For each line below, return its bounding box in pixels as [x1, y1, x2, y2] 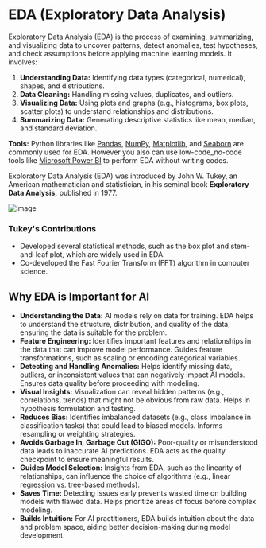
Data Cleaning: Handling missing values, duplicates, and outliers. [19, 89, 234, 99]
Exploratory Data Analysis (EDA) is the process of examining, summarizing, [8, 32, 254, 41]
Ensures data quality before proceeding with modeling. [19, 379, 200, 388]
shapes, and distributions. [19, 81, 105, 91]
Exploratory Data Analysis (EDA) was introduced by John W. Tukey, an [8, 171, 238, 181]
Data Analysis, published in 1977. [8, 188, 118, 197]
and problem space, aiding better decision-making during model [19, 523, 231, 532]
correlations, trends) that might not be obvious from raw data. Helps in [19, 395, 251, 405]
